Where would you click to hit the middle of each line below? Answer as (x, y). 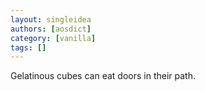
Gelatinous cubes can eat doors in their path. (103, 76)
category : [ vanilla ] (53, 38)
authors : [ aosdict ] (51, 29)
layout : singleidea (51, 19)
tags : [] (28, 47)
